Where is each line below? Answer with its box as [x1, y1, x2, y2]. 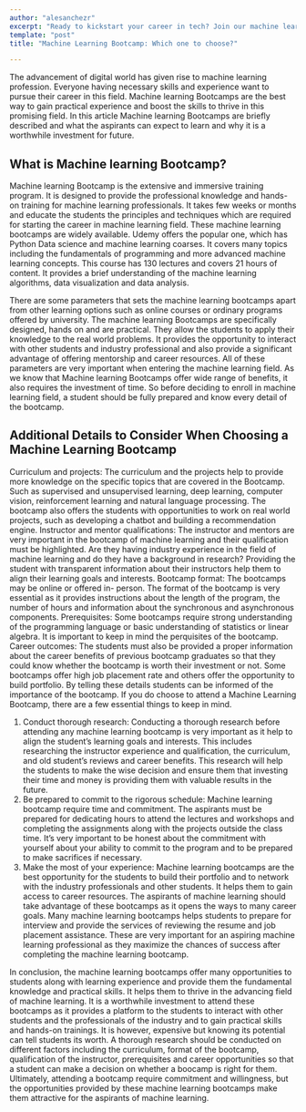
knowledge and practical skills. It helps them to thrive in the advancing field [9, 985, 293, 996]
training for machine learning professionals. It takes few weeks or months [21, 200, 297, 211]
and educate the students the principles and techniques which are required [9, 210, 291, 221]
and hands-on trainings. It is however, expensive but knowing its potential [9, 1024, 286, 1035]
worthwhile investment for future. [9, 129, 135, 141]
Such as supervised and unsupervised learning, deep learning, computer [9, 485, 284, 497]
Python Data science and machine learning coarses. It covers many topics [9, 239, 289, 250]
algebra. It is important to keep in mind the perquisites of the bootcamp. [9, 631, 280, 642]
